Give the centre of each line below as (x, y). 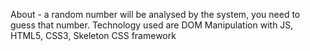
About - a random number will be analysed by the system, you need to (155, 14)
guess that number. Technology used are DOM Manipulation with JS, (152, 25)
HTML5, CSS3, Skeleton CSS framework (93, 35)
